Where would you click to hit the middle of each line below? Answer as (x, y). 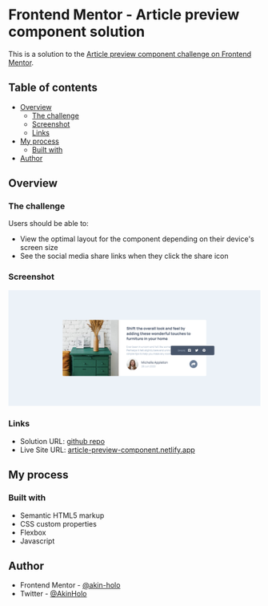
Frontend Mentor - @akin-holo (70, 585)
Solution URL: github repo (62, 441)
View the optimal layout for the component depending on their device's (137, 239)
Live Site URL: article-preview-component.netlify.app (108, 450)
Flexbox (33, 532)
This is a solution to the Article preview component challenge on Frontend (130, 54)
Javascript (37, 541)
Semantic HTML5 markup (62, 515)
